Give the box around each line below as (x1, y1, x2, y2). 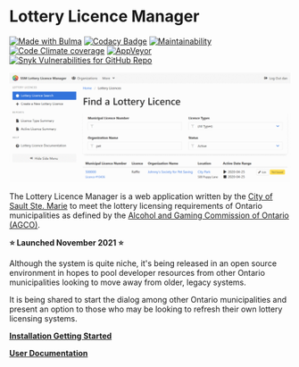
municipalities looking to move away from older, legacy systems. (9, 277, 247, 288)
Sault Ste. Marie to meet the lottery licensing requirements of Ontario (9, 201, 263, 212)
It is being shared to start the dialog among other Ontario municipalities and (9, 295, 287, 305)
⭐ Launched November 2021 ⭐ (9, 238, 124, 248)
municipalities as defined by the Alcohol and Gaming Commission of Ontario (9, 210, 290, 221)
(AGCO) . (9, 220, 40, 230)
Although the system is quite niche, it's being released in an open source (9, 258, 278, 269)
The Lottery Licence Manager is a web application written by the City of (9, 191, 273, 202)
